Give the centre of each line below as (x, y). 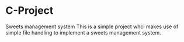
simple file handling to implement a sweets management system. (83, 32)
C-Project (29, 11)
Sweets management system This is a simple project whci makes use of (92, 26)
